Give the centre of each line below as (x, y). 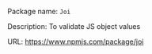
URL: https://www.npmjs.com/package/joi (76, 41)
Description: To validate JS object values (74, 26)
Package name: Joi (39, 11)
